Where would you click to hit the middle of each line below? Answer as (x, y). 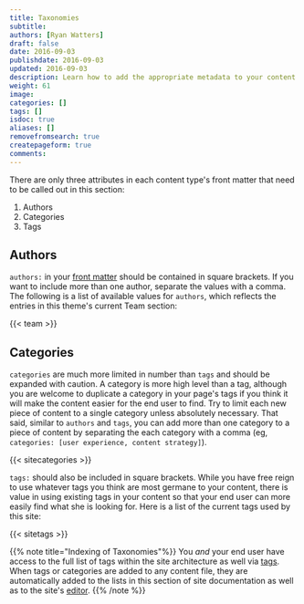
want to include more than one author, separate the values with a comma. (147, 286)
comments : (28, 153)
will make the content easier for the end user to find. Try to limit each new (148, 403)
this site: (25, 516)
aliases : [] (32, 129)
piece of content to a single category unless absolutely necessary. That (144, 413)
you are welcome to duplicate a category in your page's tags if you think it (149, 394)
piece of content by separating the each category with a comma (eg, (139, 432)
